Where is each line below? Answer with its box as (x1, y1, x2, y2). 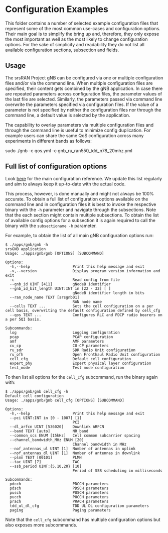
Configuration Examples (5, 4, 109, 15)
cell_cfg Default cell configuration (10, 356, 131, 361)
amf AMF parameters (10, 339, 104, 344)
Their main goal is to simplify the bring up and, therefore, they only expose (5, 31, 159, 37)
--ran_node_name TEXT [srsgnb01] (10, 295, 80, 300)
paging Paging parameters (10, 507, 111, 513)
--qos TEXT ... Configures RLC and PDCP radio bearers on (10, 312, 163, 317)
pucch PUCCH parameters (10, 494, 109, 499)
